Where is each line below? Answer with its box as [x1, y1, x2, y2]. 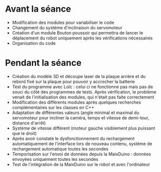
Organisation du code [12, 40, 56, 46]
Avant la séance [5, 3, 72, 15]
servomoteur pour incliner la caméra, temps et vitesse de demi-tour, [12, 115, 150, 120]
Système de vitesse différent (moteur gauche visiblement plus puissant [12, 125, 155, 131]
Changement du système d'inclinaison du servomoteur [12, 24, 123, 30]
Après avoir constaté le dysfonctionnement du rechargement [12, 135, 135, 141]
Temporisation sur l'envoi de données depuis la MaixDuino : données [12, 151, 151, 157]
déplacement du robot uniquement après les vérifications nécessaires [12, 35, 153, 41]
